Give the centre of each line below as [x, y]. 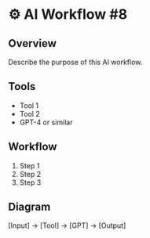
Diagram [29, 207]
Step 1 [29, 165]
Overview [33, 43]
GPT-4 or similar [46, 122]
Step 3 [30, 182]
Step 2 [30, 174]
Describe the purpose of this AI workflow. [75, 62]
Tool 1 [29, 105]
